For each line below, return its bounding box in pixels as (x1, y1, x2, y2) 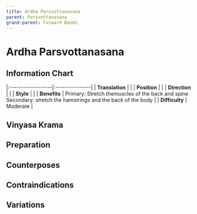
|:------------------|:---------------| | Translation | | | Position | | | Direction (6, 84, 191, 91)
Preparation (6, 140, 51, 150)
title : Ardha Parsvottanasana (6, 8, 81, 15)
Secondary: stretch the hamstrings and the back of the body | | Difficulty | (6, 97, 188, 104)
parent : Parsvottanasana (6, 14, 67, 20)
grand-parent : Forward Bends (6, 19, 78, 25)
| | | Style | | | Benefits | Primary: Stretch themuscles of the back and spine (6, 90, 189, 97)
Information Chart (6, 68, 74, 78)
